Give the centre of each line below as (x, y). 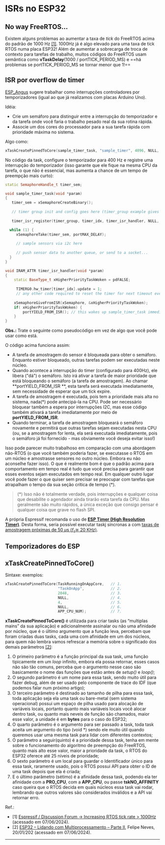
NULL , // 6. (90, 607)
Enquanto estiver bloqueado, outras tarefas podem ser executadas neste (86, 360)
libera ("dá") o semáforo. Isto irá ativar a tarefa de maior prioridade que (84, 376)
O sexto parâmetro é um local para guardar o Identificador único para (82, 761)
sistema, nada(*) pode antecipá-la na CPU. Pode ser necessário (77, 402)
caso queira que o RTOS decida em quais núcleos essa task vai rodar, (83, 787)
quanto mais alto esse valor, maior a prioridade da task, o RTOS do (80, 751)
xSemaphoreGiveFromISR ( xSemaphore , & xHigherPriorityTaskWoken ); (81, 303)
